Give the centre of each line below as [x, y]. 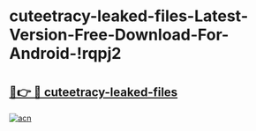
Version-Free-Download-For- [119, 35]
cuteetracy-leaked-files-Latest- [129, 16]
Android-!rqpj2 [65, 54]
